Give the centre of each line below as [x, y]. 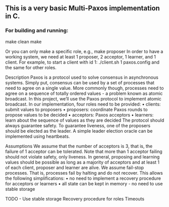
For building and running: [37, 31]
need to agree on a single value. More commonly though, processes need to [84, 88]
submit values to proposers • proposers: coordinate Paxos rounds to [76, 109]
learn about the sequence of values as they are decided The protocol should [85, 120]
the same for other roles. [31, 67]
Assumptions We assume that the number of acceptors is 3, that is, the [79, 146]
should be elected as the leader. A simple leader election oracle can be [79, 131]
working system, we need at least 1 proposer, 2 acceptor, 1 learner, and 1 [81, 57]
